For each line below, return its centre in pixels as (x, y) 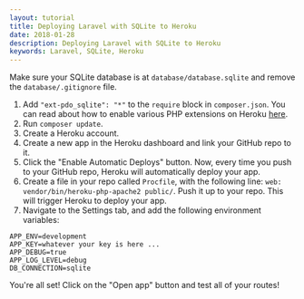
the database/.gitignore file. (64, 87)
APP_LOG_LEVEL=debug (49, 260)
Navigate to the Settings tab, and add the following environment (142, 210)
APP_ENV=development (49, 236)
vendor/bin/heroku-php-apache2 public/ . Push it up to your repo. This (153, 191)
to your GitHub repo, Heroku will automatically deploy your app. (142, 172)
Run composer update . (63, 124)
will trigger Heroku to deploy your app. (95, 201)
